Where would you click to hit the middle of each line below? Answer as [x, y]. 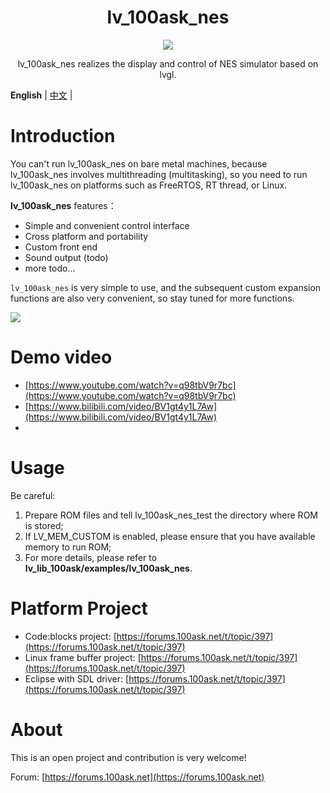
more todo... [50, 268]
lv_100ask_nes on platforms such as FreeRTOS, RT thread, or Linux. [149, 185]
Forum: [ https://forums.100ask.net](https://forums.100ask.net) [137, 777]
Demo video [61, 357]
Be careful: [33, 495]
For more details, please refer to [91, 557]
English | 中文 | [41, 95]
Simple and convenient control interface [107, 225]
